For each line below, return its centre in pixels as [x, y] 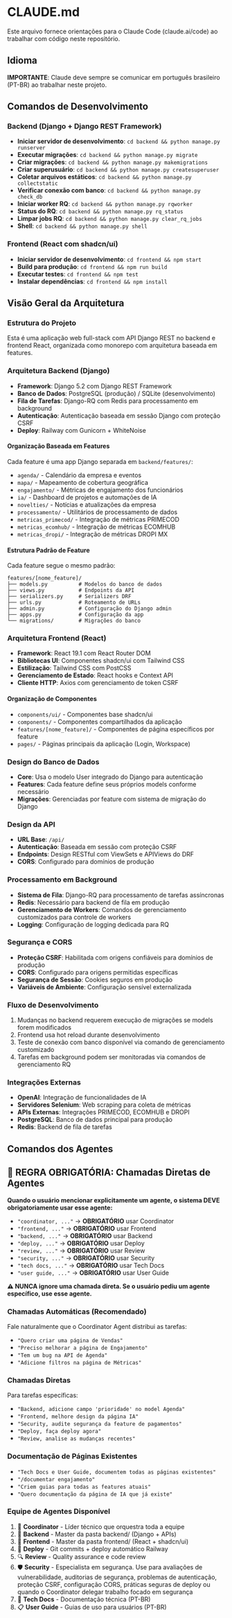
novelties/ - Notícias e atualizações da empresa [87, 504]
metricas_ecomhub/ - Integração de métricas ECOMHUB [96, 527]
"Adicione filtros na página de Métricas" [79, 1362]
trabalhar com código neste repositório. [64, 38]
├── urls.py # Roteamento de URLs [74, 603]
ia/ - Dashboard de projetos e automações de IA [87, 497]
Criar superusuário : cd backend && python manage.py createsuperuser [118, 170]
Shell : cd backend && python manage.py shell [82, 226]
